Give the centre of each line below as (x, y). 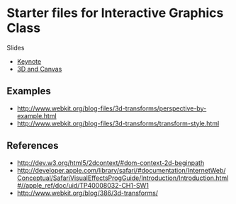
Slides (16, 47)
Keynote (29, 61)
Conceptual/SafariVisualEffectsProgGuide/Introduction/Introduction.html (123, 178)
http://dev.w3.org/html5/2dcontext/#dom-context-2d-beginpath (111, 163)
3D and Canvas (39, 69)
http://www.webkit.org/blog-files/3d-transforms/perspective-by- (112, 108)
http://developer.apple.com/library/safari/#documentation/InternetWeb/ (121, 170)
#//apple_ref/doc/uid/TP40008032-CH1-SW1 (83, 185)
